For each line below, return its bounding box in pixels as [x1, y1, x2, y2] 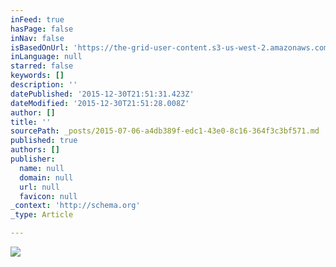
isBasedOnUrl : [10, 42, 70, 53]
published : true [10, 136, 78, 146]
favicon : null [19, 191, 78, 201]
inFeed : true [10, 14, 65, 25]
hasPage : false [10, 24, 74, 34]
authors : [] [10, 145, 60, 155]
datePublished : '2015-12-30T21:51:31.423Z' [10, 89, 195, 99]
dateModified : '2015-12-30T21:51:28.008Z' [10, 98, 190, 108]
